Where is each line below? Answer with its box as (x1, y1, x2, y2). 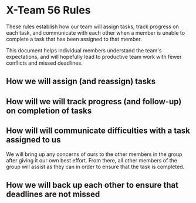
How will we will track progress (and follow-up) (6, 96, 182, 107)
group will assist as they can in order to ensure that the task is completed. (6, 163, 185, 170)
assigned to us (6, 135, 61, 145)
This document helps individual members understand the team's (6, 46, 162, 54)
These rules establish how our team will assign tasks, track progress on (6, 23, 179, 30)
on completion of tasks (6, 105, 92, 115)
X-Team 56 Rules (6, 4, 91, 17)
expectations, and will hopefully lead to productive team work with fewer (6, 53, 182, 60)
